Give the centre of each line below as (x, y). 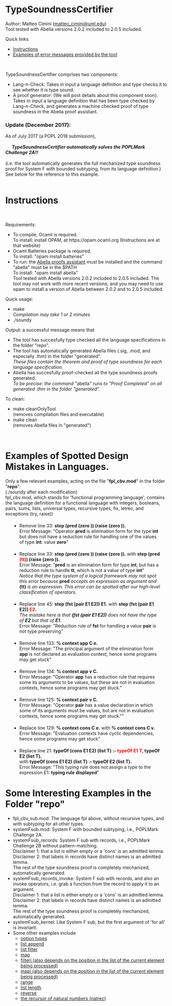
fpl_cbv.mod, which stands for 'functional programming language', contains (85, 498)
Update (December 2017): (38, 125)
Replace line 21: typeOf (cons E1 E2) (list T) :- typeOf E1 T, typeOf (90, 751)
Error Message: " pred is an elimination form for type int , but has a (89, 565)
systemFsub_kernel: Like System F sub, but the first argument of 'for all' (89, 922)
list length (31, 988)
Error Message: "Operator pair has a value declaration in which (86, 705)
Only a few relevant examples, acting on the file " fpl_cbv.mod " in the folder (85, 481)
